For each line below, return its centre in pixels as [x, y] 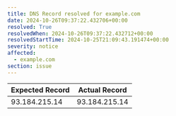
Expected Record [40, 90]
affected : [22, 53]
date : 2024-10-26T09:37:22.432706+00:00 [68, 20]
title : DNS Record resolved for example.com [74, 14]
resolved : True [30, 27]
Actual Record [102, 90]
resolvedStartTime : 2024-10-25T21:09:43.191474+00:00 [88, 40]
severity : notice [33, 46]
